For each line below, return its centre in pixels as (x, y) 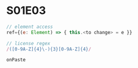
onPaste (16, 60)
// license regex (28, 43)
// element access (30, 27)
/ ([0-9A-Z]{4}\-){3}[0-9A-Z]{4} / (49, 49)
